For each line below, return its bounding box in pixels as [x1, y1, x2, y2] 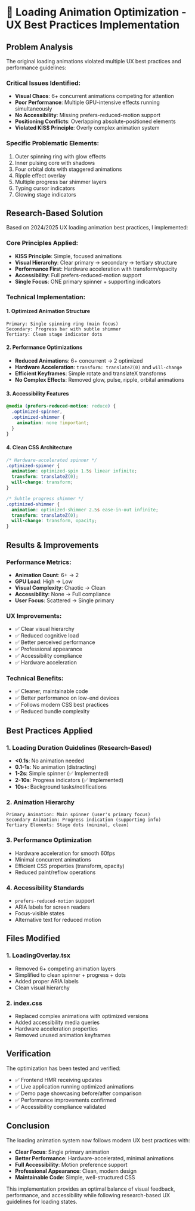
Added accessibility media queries [14, 1019, 100, 1026]
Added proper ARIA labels [14, 977, 79, 985]
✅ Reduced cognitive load [14, 632, 79, 639]
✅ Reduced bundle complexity [14, 708, 90, 715]
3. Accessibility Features [6, 390, 69, 397]
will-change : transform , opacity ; [11, 518, 97, 524]
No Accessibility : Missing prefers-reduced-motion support [14, 112, 161, 119]
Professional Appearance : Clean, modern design [14, 1167, 137, 1175]
